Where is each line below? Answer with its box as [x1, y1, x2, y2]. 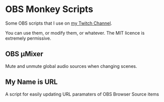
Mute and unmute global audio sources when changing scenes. [5, 63, 137, 69]
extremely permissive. [5, 35, 51, 41]
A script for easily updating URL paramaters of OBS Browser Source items [5, 91, 159, 97]
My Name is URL [5, 78, 58, 86]
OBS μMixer [5, 50, 44, 58]
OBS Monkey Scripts [5, 4, 93, 15]
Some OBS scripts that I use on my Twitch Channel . [5, 20, 113, 26]
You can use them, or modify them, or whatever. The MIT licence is [5, 30, 145, 36]
